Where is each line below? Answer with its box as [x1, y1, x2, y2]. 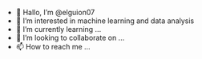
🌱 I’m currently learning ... [15, 25, 102, 33]
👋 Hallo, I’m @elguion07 [15, 8, 95, 17]
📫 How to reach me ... [15, 42, 91, 51]
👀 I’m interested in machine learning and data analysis [15, 16, 195, 26]
